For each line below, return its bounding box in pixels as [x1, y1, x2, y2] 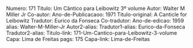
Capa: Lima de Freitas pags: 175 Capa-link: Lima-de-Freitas [6, 36, 150, 42]
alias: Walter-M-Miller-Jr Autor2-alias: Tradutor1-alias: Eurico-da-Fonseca [6, 23, 185, 30]
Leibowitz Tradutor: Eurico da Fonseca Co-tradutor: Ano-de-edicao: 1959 [6, 17, 184, 24]
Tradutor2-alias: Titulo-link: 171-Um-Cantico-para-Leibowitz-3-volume [6, 29, 178, 36]
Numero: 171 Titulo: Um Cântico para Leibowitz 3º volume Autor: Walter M [6, 5, 185, 12]
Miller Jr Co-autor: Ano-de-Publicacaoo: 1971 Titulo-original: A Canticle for [6, 11, 187, 18]
